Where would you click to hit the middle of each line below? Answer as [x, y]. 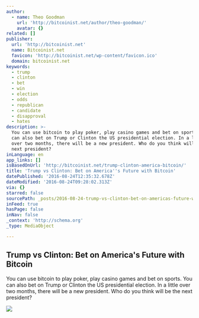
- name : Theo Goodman [38, 17]
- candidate [26, 111]
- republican [28, 105]
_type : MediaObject [30, 226]
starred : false [25, 193]
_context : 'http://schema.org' [45, 220]
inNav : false [22, 215]
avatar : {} [30, 28]
